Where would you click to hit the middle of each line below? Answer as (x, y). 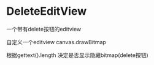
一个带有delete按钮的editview (44, 29)
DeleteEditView (47, 11)
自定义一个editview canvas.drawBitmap (56, 42)
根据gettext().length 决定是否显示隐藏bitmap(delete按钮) (77, 55)
